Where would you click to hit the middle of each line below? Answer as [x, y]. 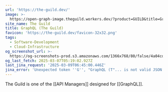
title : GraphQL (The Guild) [34, 28]
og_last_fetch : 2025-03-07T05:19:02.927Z [49, 61]
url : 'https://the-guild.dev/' [38, 10]
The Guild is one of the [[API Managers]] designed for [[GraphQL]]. [74, 84]
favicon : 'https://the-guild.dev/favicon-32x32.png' [61, 33]
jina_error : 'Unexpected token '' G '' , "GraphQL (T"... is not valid [78, 70]
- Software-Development [34, 42]
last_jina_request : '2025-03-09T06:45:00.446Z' [56, 65]
